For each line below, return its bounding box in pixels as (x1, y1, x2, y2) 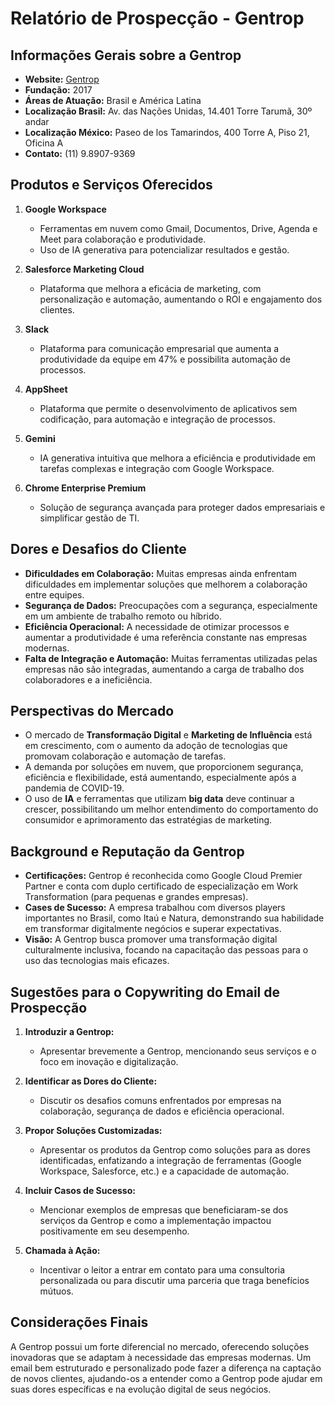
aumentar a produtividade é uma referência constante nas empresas (24, 631, 308, 643)
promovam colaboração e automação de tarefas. (24, 750, 227, 762)
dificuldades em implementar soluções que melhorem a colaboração (24, 578, 308, 590)
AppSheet (24, 383, 68, 395)
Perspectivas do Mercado (10, 703, 175, 720)
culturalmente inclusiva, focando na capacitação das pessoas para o (24, 944, 309, 956)
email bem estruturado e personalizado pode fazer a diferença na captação (10, 1362, 322, 1374)
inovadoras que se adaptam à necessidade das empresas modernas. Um (10, 1351, 312, 1363)
